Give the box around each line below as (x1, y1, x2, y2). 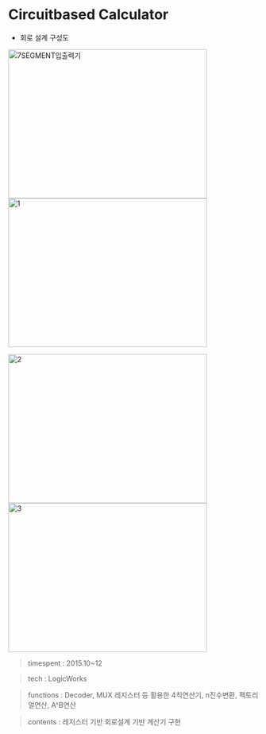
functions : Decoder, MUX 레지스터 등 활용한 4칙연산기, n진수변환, (27, 690, 237, 700)
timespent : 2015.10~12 (27, 658, 102, 668)
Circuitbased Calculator (8, 6, 169, 24)
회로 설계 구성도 (19, 33, 69, 42)
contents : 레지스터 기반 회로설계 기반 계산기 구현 (27, 717, 181, 726)
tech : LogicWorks (27, 674, 87, 683)
